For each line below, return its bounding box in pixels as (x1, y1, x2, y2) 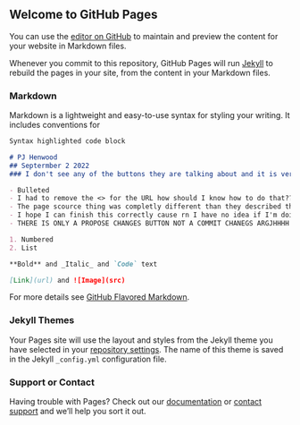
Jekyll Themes (9, 314, 75, 327)
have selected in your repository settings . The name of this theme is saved (9, 344, 284, 354)
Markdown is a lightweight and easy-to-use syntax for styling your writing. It (9, 110, 290, 121)
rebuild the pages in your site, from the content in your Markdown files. (9, 67, 271, 78)
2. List (9, 243, 38, 252)
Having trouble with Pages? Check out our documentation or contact (9, 396, 262, 407)
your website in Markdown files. (9, 40, 127, 51)
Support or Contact (9, 376, 96, 388)
